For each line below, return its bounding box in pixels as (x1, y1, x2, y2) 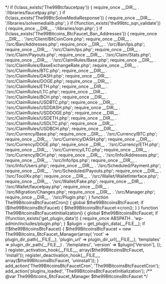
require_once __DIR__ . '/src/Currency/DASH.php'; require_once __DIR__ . (5, 136, 154, 142)
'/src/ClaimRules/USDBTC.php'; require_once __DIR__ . (5, 99, 117, 105)
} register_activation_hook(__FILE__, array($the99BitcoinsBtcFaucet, (5, 247, 145, 253)
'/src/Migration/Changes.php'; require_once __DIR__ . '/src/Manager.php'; (5, 189, 156, 195)
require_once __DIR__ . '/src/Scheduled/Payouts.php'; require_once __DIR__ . (5, 168, 162, 174)
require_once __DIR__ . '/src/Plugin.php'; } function (5, 194, 109, 200)
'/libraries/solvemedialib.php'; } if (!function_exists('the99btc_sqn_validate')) (5, 20, 161, 26)
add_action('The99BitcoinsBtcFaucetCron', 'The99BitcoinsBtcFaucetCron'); (5, 263, 160, 269)
